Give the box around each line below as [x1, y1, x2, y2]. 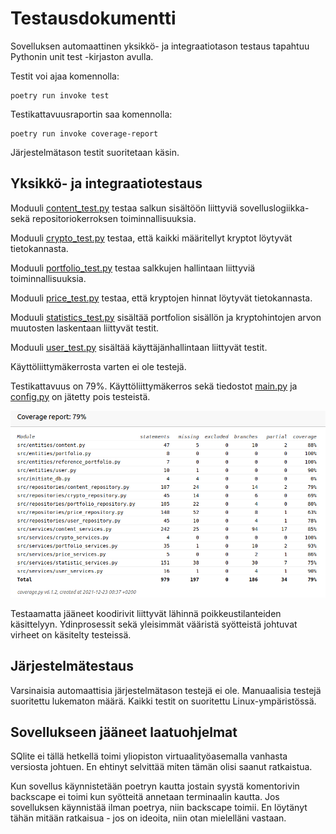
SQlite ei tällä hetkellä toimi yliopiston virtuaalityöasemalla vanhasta [10, 750, 288, 762]
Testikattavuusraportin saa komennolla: [10, 108, 173, 120]
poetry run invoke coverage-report [10, 128, 159, 139]
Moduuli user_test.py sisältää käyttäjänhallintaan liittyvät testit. [10, 341, 268, 353]
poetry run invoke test [10, 90, 110, 101]
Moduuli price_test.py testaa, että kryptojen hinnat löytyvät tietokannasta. [10, 292, 313, 304]
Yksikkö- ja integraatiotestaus [10, 175, 203, 192]
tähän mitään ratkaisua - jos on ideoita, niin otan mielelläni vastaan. [10, 812, 287, 824]
